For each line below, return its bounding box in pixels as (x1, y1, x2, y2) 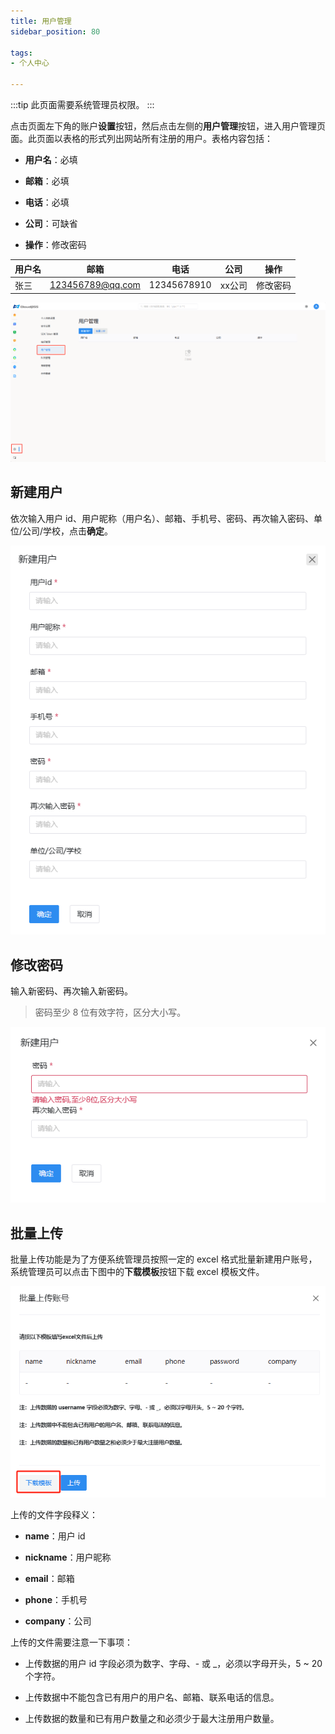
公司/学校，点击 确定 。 (22, 525, 114, 537)
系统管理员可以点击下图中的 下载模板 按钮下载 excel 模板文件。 (10, 1266, 265, 1278)
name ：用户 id (24, 1530, 86, 1542)
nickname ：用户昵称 (24, 1551, 112, 1564)
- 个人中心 (10, 58, 50, 69)
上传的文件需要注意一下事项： (10, 1636, 133, 1649)
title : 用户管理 (10, 16, 72, 26)
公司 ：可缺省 (24, 218, 78, 229)
